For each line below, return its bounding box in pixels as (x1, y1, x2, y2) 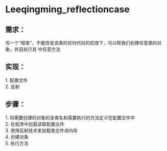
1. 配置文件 (5, 77, 28, 83)
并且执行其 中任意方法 (14, 46, 60, 52)
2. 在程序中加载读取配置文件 (5, 121, 65, 127)
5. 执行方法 (5, 140, 29, 146)
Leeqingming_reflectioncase (5, 4, 130, 15)
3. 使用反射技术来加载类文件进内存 (5, 127, 78, 134)
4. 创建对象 (5, 134, 29, 140)
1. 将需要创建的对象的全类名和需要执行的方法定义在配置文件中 (5, 114, 135, 121)
